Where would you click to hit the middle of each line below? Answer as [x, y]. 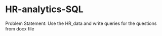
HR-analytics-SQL [44, 9]
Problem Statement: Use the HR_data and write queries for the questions [81, 23]
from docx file [20, 28]
